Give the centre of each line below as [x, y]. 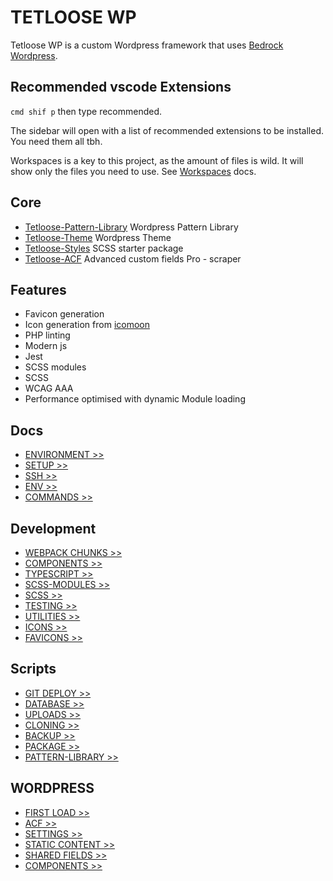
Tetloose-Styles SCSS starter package [104, 248]
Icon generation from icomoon [87, 325]
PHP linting [47, 335]
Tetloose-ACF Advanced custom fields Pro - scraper [133, 258]
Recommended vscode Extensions [121, 87]
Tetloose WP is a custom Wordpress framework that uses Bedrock [147, 45]
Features [38, 289]
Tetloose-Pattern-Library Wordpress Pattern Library [131, 227]
